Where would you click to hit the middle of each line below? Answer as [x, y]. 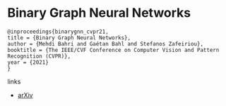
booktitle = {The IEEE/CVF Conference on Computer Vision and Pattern [113, 50]
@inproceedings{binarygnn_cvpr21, [58, 32]
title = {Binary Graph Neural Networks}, [69, 38]
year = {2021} [28, 62]
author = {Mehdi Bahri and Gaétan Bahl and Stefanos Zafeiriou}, [105, 44]
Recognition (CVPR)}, [39, 56]
